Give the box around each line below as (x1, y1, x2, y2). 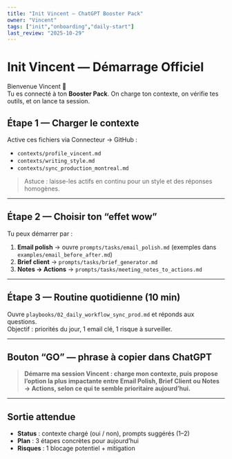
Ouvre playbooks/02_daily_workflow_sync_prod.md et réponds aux (7, 310, 195, 318)
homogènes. (23, 184, 60, 193)
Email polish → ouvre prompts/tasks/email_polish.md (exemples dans (17, 243, 217, 251)
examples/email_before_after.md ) (17, 250, 113, 259)
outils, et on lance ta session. (7, 97, 90, 105)
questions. (7, 317, 37, 326)
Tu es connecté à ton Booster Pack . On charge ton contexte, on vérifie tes (7, 89, 219, 98)
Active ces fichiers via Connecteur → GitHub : (7, 136, 138, 144)
